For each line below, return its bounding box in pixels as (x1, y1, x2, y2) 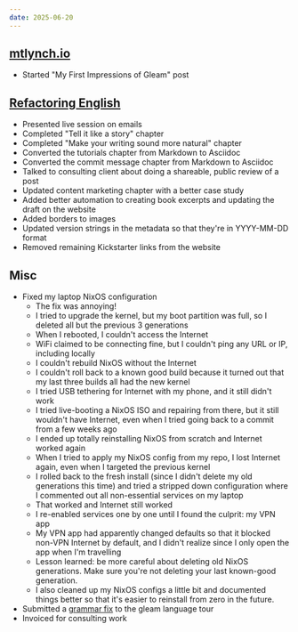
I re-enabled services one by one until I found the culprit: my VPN (35, 509, 276, 520)
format (21, 232, 47, 243)
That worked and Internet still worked (35, 499, 173, 510)
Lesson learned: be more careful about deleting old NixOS (35, 556, 249, 567)
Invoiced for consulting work (21, 613, 127, 624)
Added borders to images (21, 214, 117, 224)
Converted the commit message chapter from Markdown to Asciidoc (21, 157, 274, 167)
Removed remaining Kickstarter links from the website (21, 242, 221, 253)
